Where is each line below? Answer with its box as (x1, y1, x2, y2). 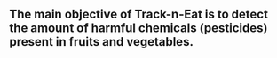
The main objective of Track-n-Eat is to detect (9, 7, 269, 22)
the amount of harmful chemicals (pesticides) (9, 21, 268, 36)
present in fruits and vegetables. (9, 34, 194, 49)
